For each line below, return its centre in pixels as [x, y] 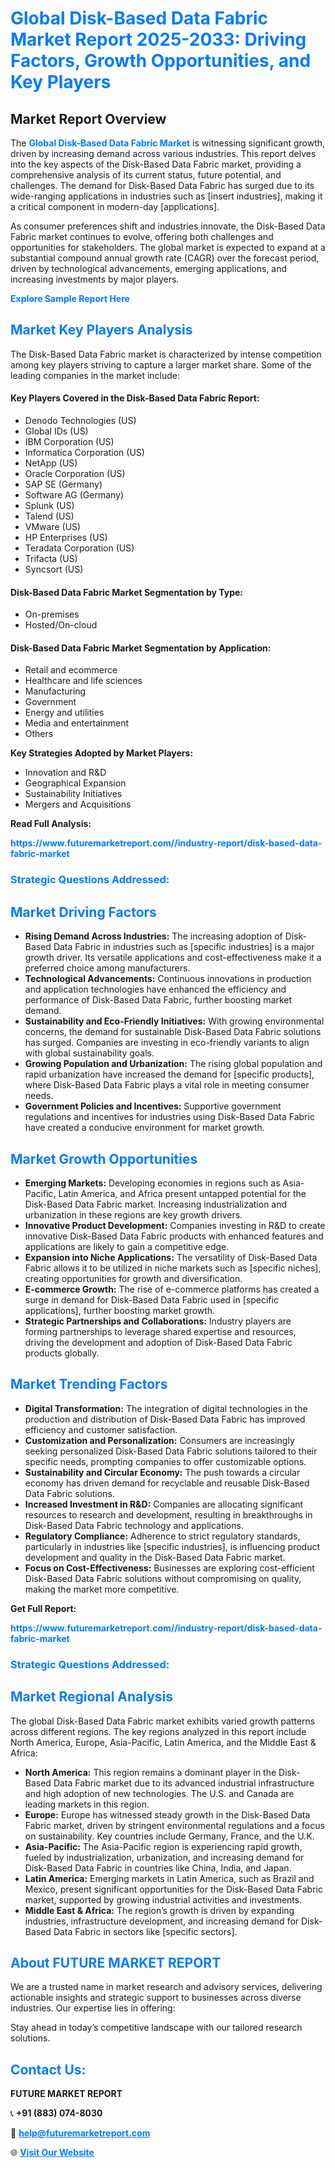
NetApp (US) [51, 463]
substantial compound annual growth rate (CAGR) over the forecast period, [165, 258]
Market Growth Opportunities [104, 1158]
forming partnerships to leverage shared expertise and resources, [160, 1331]
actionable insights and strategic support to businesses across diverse [156, 1998]
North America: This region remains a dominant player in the [150, 1772]
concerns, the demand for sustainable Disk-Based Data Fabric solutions [173, 1032]
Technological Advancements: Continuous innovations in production [168, 979]
